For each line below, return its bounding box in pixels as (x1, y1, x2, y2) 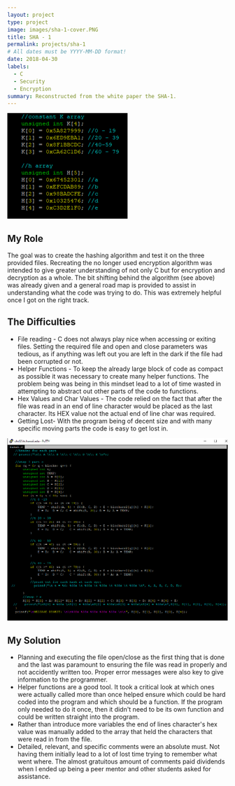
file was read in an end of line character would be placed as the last (17, 402, 213, 410)
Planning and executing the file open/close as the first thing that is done (17, 653, 225, 661)
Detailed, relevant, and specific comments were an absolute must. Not (17, 742, 220, 750)
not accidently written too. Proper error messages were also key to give (17, 668, 224, 676)
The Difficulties (7, 316, 76, 328)
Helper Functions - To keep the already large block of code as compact (17, 365, 224, 373)
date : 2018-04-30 (7, 56, 58, 63)
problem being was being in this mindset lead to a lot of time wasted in (17, 379, 222, 388)
